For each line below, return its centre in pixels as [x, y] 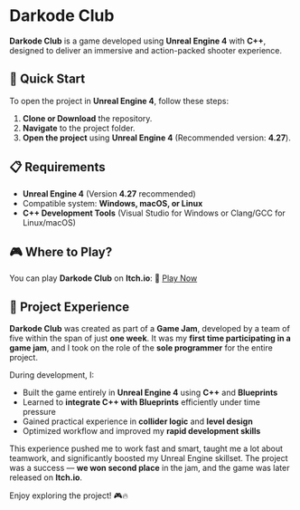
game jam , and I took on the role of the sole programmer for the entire [141, 348]
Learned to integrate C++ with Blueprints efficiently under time [141, 402]
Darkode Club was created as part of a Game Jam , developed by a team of [150, 329]
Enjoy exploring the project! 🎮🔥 [69, 496]
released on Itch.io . [46, 477]
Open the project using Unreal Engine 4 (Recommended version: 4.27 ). [156, 138]
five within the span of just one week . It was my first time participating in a [150, 338]
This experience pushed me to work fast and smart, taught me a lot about [146, 448]
